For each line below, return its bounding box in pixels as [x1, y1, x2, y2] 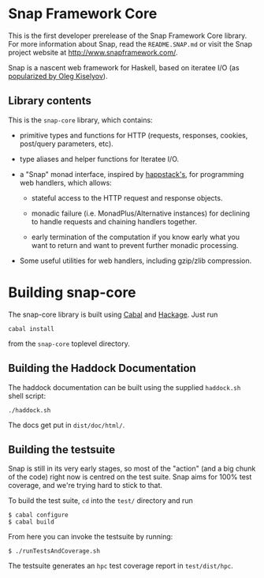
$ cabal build [8, 518, 55, 526]
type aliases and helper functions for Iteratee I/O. [19, 154, 180, 163]
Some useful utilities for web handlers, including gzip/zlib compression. [19, 256, 252, 265]
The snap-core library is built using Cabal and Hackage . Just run [8, 310, 218, 319]
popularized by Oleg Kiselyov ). [8, 71, 108, 81]
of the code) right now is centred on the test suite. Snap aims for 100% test [8, 472, 252, 482]
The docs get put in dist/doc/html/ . [8, 420, 125, 430]
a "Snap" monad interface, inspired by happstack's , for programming [19, 169, 244, 178]
